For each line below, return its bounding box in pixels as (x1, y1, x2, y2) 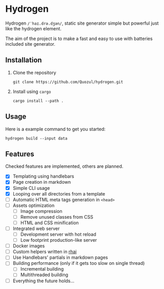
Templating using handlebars (12, 173, 74, 180)
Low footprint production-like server (20, 237, 97, 243)
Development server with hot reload (20, 232, 96, 237)
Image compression (20, 208, 63, 214)
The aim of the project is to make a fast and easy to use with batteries (5, 35, 153, 42)
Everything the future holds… (12, 278, 75, 284)
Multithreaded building (20, 272, 68, 278)
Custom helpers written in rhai (12, 248, 77, 255)
